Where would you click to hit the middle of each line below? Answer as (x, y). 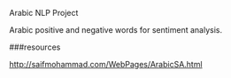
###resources (35, 47)
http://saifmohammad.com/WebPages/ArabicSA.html (106, 64)
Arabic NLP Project (44, 13)
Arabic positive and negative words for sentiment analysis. (116, 30)
